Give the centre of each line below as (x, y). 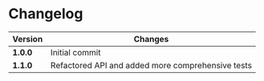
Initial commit (76, 52)
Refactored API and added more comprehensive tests (152, 65)
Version (28, 39)
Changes (151, 39)
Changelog (46, 14)
